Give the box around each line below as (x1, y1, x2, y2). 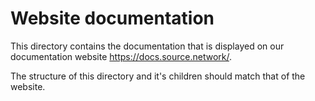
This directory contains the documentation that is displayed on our (10, 40, 285, 52)
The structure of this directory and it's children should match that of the (10, 70, 306, 82)
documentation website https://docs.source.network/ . (10, 50, 233, 62)
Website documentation (10, 7, 215, 30)
